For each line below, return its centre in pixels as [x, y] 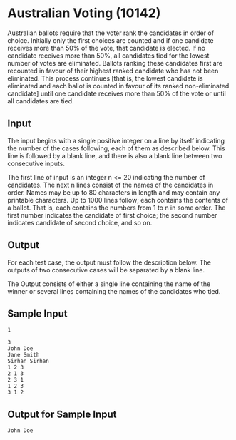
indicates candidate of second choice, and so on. [80, 222]
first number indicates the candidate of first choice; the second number [112, 215]
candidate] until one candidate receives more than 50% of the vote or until [117, 93]
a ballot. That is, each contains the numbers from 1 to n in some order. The [117, 208]
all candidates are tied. [41, 101]
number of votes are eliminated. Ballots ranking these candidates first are [115, 63]
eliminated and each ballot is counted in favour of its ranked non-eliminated [118, 86]
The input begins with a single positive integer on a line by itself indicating [116, 140]
